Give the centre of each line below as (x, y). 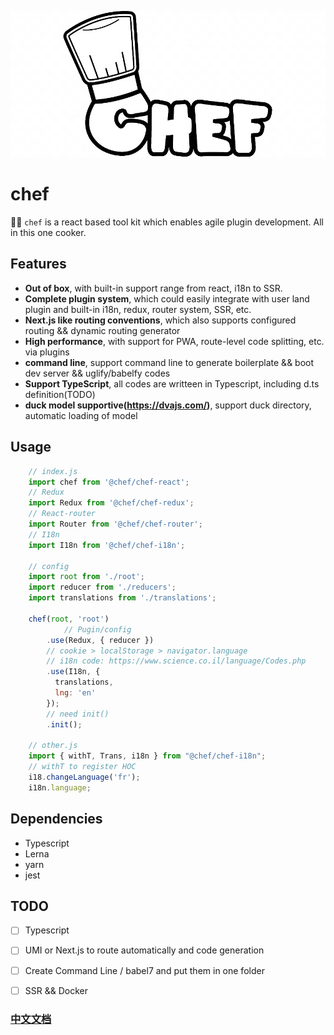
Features (38, 264)
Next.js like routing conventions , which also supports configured (160, 320)
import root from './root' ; (86, 577)
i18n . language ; (60, 787)
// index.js (53, 471)
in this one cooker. (48, 233)
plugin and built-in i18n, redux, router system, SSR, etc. (138, 309)
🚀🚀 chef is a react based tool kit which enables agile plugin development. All (167, 222)
